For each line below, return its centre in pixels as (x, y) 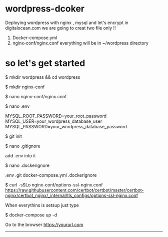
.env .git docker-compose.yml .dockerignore (51, 175)
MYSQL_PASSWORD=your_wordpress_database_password (66, 126)
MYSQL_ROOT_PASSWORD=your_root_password (56, 116)
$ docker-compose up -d (31, 215)
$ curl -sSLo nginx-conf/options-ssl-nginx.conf (54, 185)
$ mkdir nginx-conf (25, 87)
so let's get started (45, 63)
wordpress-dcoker (45, 9)
